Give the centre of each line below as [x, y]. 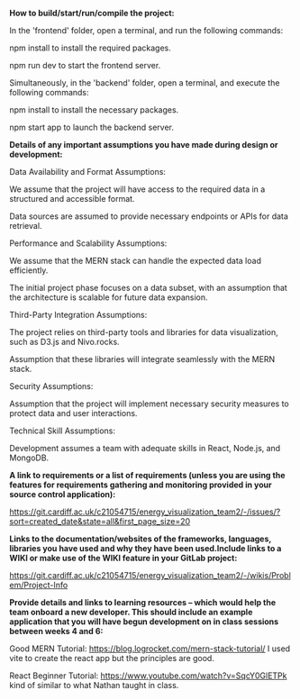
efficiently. [29, 270]
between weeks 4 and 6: [56, 631]
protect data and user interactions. [73, 413]
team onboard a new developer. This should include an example [131, 612]
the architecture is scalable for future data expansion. [109, 297]
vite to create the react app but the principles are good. [112, 658]
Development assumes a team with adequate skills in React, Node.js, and [145, 448]
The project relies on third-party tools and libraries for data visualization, [144, 332]
